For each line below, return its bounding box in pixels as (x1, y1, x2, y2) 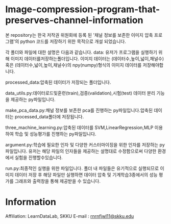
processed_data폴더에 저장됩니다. (14, 113, 84, 119)
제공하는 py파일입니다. (10, 96, 56, 103)
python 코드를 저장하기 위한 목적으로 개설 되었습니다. (20, 38, 126, 44)
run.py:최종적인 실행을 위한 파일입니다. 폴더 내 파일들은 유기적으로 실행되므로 (5, 165, 159, 171)
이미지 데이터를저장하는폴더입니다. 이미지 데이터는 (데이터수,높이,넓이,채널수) (10, 55, 164, 62)
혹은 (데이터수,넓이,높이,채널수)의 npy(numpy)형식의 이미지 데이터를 (5, 62, 142, 68)
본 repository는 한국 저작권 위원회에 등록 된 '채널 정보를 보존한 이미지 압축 (5, 32, 153, 38)
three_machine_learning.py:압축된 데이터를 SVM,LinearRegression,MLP (5, 124, 154, 131)
